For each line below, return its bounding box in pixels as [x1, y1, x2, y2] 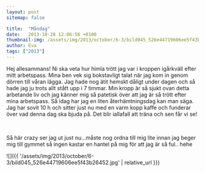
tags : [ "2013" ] [6, 48, 45, 55]
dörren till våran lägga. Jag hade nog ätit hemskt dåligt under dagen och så [6, 77, 195, 85]
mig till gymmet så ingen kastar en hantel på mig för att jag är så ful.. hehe [6, 140, 193, 148]
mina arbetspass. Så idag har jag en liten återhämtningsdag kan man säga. [6, 97, 194, 104]
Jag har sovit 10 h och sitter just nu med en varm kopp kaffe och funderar [6, 104, 191, 111]
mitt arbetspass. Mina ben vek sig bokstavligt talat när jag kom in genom [6, 71, 189, 79]
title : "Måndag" [6, 26, 51, 32]
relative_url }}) [124, 159, 160, 166]
